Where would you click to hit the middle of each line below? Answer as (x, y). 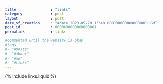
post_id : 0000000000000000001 (51, 27)
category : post (34, 14)
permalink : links (36, 32)
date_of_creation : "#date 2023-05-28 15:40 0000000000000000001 (77, 23)
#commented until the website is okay (44, 41)
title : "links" (38, 9)
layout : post (34, 18)
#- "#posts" (17, 49)
